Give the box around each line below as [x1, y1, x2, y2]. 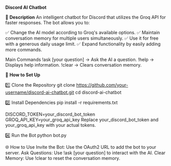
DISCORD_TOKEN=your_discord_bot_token [5, 112, 95, 117]
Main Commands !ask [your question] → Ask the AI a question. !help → [5, 57, 154, 63]
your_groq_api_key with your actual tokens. [5, 122, 96, 128]
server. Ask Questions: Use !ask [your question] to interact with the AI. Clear [5, 150, 166, 156]
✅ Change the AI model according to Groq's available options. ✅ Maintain [5, 30, 160, 35]
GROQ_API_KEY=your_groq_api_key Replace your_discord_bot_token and [5, 117, 159, 123]
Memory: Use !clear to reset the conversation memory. [5, 155, 120, 161]
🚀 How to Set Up [5, 72, 41, 78]
